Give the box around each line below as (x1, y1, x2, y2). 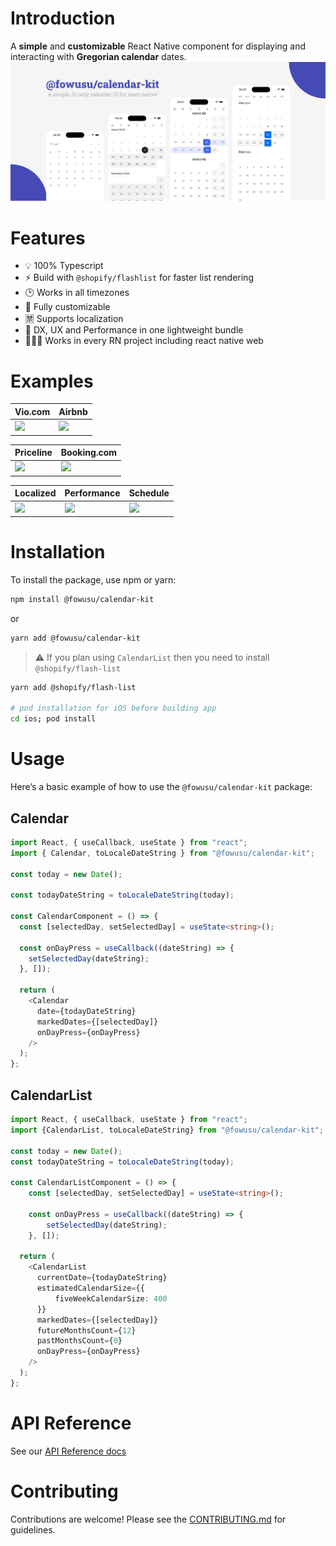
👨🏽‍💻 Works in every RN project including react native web (24, 335, 264, 347)
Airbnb (58, 405, 88, 417)
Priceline (14, 447, 53, 459)
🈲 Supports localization (24, 313, 124, 325)
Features (10, 227, 86, 249)
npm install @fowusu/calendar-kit (10, 594, 155, 604)
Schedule (128, 487, 170, 499)
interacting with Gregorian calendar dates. (10, 50, 187, 62)
